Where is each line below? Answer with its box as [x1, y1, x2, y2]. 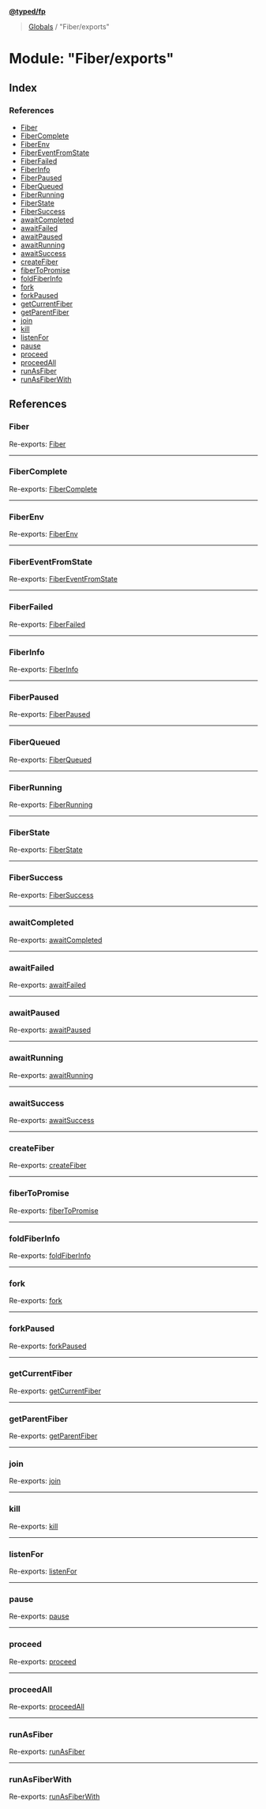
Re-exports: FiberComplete [9, 484, 98, 493]
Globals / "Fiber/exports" [28, 22, 110, 31]
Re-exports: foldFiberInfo [9, 1250, 92, 1260]
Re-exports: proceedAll [9, 1702, 85, 1711]
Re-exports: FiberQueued [9, 755, 92, 764]
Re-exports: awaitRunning [9, 1070, 94, 1080]
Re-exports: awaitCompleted [9, 935, 103, 944]
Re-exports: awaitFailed [9, 980, 86, 990]
